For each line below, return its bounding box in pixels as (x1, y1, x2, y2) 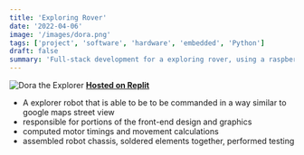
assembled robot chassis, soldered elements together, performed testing (22, 136, 295, 146)
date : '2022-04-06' (9, 22, 83, 31)
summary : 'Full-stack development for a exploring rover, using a (9, 55, 265, 64)
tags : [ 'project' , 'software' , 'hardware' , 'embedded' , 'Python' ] (9, 38, 265, 48)
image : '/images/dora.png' (9, 30, 111, 39)
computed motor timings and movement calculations (22, 126, 219, 136)
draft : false (9, 47, 59, 56)
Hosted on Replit (85, 80, 150, 90)
